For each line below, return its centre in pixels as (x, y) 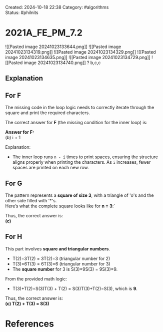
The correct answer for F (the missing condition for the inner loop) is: (76, 123)
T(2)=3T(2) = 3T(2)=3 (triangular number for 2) (61, 258)
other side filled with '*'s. (31, 200)
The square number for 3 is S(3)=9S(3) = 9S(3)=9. (65, 269)
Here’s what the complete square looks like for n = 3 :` (60, 206)
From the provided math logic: (36, 279)
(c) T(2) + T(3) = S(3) (27, 303)
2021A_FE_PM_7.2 (44, 33)
